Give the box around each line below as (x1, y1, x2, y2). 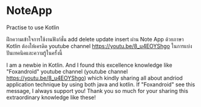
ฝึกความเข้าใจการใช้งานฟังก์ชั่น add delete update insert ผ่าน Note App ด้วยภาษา (6, 35, 184, 43)
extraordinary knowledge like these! (6, 94, 96, 101)
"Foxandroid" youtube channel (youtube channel (6, 67, 128, 75)
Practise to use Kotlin (6, 24, 60, 31)
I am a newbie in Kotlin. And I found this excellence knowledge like (6, 61, 172, 69)
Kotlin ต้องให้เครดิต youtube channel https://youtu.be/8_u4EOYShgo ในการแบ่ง (6, 42, 192, 49)
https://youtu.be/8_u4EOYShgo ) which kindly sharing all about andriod (6, 74, 183, 81)
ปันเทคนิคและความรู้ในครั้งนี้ (6, 49, 63, 57)
